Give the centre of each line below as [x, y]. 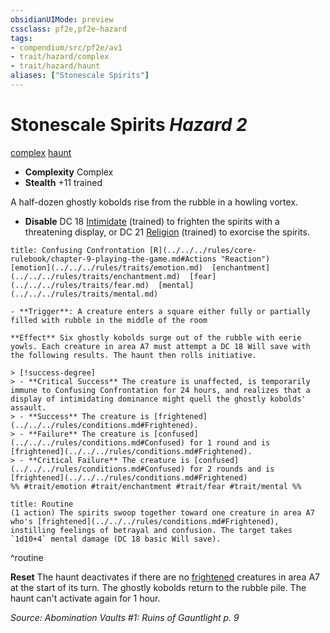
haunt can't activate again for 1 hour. [85, 598]
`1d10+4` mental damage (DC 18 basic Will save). [116, 539]
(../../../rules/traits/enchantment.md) [96, 276]
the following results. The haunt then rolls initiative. [133, 355]
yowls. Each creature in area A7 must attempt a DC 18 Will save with [160, 346]
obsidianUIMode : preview [62, 19]
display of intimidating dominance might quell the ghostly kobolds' [158, 399]
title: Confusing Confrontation [77, 250]
